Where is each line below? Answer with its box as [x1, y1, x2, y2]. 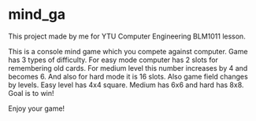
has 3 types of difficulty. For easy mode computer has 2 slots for [8, 55, 219, 64]
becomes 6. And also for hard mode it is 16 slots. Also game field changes [8, 71, 248, 81]
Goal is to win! [8, 88, 54, 97]
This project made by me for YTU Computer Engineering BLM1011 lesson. [8, 31, 246, 41]
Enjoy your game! [8, 104, 65, 113]
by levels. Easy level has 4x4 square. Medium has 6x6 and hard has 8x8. [8, 80, 244, 90]
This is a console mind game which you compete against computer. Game [8, 46, 248, 56]
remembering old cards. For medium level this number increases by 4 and [8, 63, 248, 72]
